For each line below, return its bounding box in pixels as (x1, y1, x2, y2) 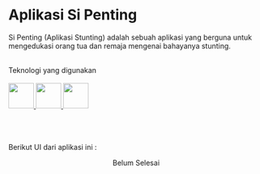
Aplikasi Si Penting (8, 6, 138, 24)
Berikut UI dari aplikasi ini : (8, 142, 97, 151)
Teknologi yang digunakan (8, 65, 97, 74)
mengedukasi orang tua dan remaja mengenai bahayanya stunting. (8, 40, 231, 50)
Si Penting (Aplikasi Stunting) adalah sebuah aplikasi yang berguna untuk (8, 32, 253, 42)
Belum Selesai (112, 158, 160, 168)
